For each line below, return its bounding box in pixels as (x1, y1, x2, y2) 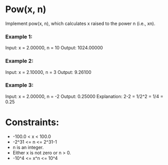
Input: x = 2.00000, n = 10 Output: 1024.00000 (5, 45, 103, 51)
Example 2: (5, 58, 34, 65)
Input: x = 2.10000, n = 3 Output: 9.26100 (5, 69, 92, 75)
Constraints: (5, 117, 60, 128)
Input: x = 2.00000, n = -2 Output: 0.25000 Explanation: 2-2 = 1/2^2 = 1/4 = (5, 93, 164, 99)
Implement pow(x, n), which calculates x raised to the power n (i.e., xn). (5, 20, 155, 26)
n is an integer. (12, 144, 44, 150)
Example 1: (5, 33, 33, 40)
